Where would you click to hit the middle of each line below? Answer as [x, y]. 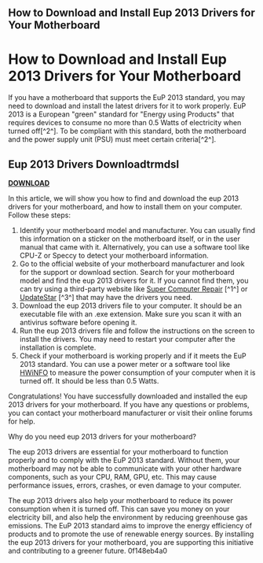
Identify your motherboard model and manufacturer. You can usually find [137, 231]
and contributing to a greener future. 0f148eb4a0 [88, 551]
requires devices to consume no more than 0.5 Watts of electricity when [125, 123]
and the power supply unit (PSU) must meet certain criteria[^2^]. [112, 139]
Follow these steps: [39, 215]
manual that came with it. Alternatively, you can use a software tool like [134, 247]
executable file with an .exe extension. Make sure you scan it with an [130, 314]
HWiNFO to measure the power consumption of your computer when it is [137, 372]
